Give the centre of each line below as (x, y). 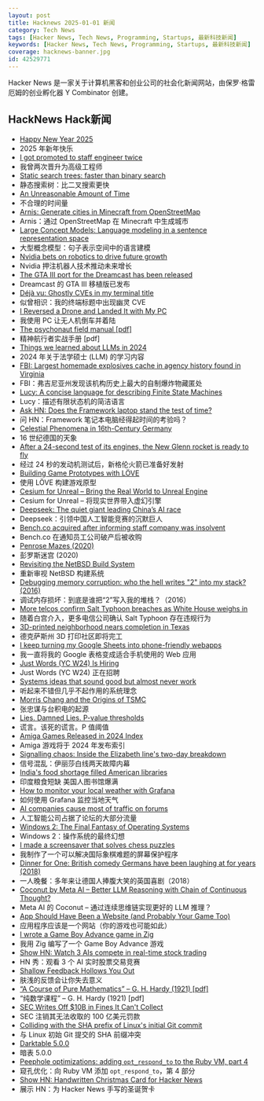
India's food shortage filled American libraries (93, 772)
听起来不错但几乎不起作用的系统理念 (78, 690)
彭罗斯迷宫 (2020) (49, 555)
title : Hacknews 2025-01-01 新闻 (62, 23)
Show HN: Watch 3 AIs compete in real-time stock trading (113, 952)
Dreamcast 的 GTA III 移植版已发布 (75, 284)
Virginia (32, 373)
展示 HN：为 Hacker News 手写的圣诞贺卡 (87, 1088)
